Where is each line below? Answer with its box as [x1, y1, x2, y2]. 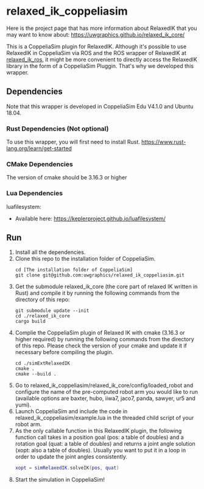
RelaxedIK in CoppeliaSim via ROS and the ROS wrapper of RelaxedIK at [6, 49, 187, 56]
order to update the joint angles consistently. [15, 453, 128, 460]
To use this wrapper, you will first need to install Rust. [6, 139, 140, 146]
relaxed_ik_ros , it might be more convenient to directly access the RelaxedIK [6, 56, 198, 63]
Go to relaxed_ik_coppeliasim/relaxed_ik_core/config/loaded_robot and [15, 382, 194, 389]
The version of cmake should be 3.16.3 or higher [6, 174, 127, 181]
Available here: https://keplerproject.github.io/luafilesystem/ [15, 215, 166, 222]
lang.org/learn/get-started [6, 145, 72, 152]
